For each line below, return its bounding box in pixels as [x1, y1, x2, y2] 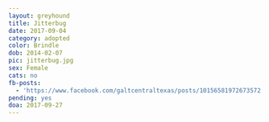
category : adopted [8, 34, 70, 43]
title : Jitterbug [8, 19, 67, 27]
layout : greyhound [8, 11, 70, 20]
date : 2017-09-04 [8, 26, 67, 35]
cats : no [8, 71, 38, 79]
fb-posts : [8, 79, 42, 87]
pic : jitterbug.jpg [8, 57, 74, 65]
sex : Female [8, 64, 48, 72]
